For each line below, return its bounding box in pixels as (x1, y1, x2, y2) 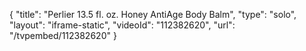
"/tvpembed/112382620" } (9, 30, 117, 41)
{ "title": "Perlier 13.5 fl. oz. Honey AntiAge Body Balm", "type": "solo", (9, 9, 297, 20)
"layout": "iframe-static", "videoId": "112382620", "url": (9, 19, 236, 31)
